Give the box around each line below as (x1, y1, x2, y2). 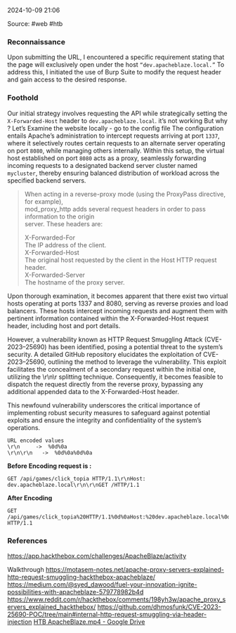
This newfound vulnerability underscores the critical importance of (7, 400, 200, 410)
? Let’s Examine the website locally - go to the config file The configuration (7, 124, 224, 132)
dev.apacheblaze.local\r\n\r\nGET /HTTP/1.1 (7, 481, 140, 488)
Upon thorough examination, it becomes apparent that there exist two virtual (7, 292, 228, 300)
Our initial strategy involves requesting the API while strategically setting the (7, 109, 228, 117)
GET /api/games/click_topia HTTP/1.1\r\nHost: (7, 475, 146, 482)
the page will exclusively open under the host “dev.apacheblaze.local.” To (7, 60, 225, 69)
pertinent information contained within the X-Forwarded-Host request (7, 314, 209, 322)
